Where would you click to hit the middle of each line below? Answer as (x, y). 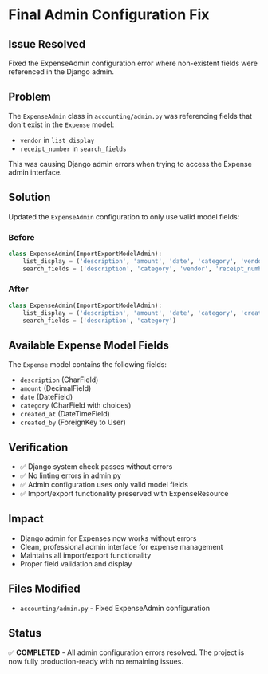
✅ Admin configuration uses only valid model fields (104, 485)
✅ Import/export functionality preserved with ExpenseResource (124, 494)
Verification (38, 447)
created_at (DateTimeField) (65, 414)
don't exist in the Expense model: (61, 124)
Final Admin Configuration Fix (109, 15)
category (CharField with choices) (75, 405)
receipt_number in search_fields (73, 148)
